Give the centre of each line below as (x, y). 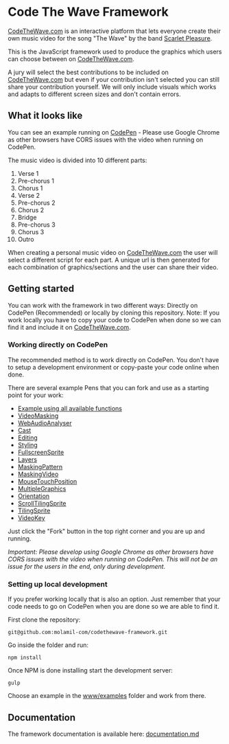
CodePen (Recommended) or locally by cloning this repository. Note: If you (114, 313)
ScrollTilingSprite (42, 503)
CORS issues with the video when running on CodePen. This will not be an (113, 559)
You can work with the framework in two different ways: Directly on (103, 305)
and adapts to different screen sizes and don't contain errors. (94, 94)
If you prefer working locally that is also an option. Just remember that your (114, 599)
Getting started (41, 289)
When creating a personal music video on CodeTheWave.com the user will (113, 252)
